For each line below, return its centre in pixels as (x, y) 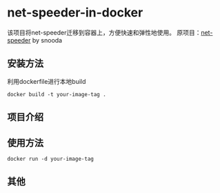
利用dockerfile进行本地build (47, 81)
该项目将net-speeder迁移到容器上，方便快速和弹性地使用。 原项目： (104, 32)
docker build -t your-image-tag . (57, 94)
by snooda (47, 40)
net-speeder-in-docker (75, 13)
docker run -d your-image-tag (51, 159)
